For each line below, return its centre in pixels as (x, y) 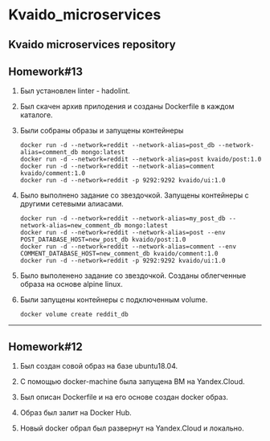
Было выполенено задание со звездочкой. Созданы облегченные (133, 276)
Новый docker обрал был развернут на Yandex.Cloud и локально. (132, 428)
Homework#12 (45, 347)
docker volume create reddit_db (74, 315)
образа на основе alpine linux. (71, 284)
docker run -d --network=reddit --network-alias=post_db (117, 145)
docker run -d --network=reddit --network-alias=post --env (123, 233)
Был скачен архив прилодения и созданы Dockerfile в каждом (127, 107)
